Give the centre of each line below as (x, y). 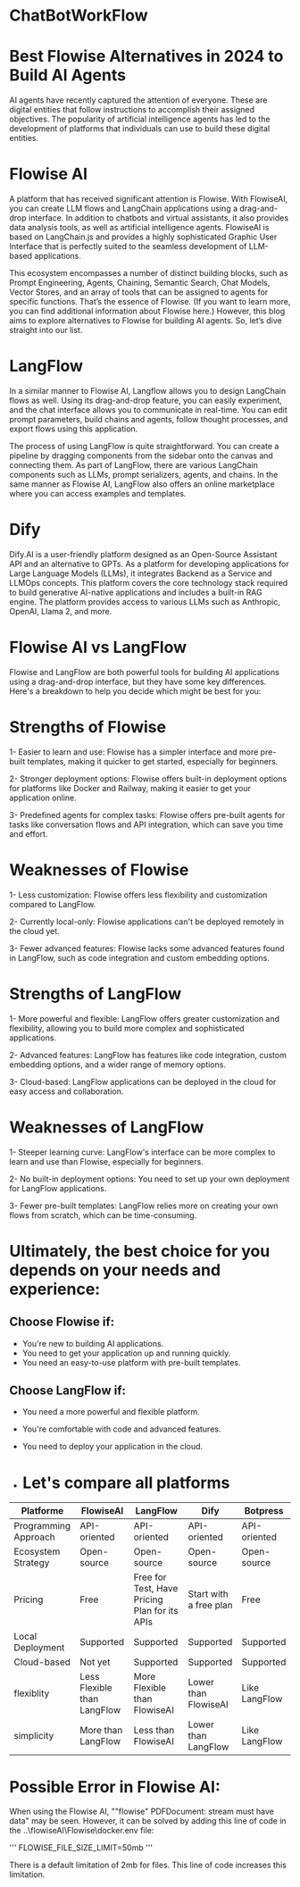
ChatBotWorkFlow (79, 16)
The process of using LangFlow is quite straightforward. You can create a (144, 446)
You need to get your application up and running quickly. (126, 1353)
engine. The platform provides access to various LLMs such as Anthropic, (145, 601)
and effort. (29, 834)
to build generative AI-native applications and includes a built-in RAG (136, 592)
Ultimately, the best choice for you (140, 1251)
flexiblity (32, 1693)
